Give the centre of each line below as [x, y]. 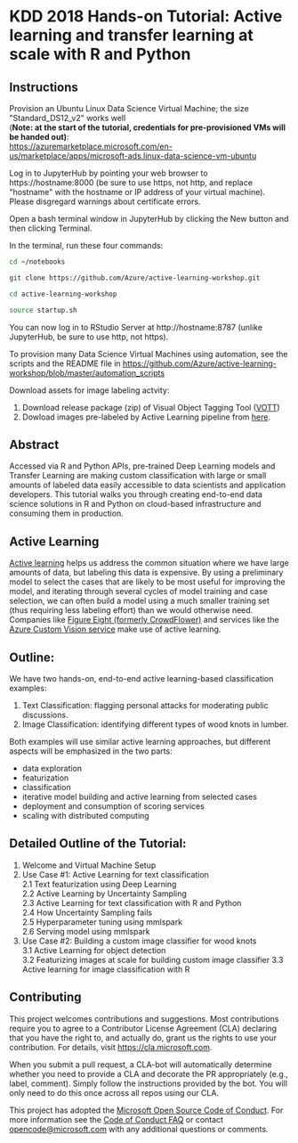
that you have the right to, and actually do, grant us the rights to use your [143, 1037]
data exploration [52, 768]
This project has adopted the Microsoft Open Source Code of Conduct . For [146, 1110]
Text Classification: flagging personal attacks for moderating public [145, 705]
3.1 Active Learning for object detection [94, 950]
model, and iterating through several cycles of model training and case [139, 592]
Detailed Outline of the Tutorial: [98, 844]
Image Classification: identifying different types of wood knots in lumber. [155, 724]
